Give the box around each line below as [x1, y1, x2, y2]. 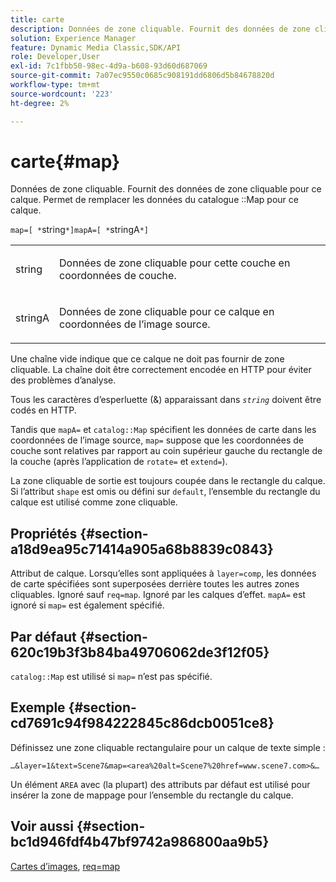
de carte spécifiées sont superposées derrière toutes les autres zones [10, 578, 300, 590]
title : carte [10, 14, 65, 25]
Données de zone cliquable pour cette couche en [59, 256, 291, 270]
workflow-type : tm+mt [10, 80, 101, 90]
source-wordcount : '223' [10, 89, 114, 99]
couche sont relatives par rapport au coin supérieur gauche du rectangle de [10, 445, 323, 457]
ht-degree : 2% [10, 98, 70, 108]
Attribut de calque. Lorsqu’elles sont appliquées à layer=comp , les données [10, 567, 317, 580]
